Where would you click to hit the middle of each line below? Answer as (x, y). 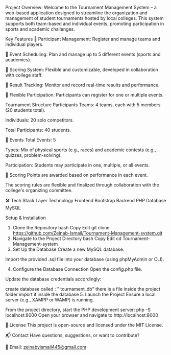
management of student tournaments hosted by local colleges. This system (85, 18)
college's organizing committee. (39, 190)
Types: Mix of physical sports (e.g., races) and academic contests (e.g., (81, 150)
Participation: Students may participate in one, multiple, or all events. (78, 165)
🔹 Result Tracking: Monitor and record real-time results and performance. (82, 85)
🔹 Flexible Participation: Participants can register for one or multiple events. (85, 95)
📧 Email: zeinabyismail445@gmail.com (46, 347)
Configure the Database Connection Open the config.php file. (77, 269)
